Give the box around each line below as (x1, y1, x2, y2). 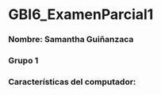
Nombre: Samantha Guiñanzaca (8, 34, 134, 45)
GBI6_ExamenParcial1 (8, 6, 154, 24)
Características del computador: (8, 76, 136, 87)
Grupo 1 (8, 55, 39, 66)
